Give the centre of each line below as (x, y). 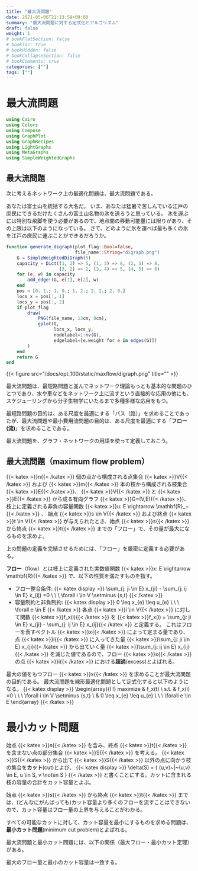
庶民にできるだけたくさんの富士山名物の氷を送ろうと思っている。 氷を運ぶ (97, 213)
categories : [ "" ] (27, 67)
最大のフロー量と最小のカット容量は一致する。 (63, 862)
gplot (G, (48, 324)
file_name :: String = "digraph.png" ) (117, 252)
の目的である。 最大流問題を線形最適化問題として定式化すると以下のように (98, 681)
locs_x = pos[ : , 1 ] (41, 296)
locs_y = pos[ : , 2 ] (41, 302)
